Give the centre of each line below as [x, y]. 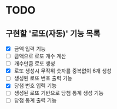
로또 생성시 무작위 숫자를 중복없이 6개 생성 [63, 71]
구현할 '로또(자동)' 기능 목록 [53, 33]
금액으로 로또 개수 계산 [40, 56]
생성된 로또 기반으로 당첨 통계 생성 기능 [59, 93]
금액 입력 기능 [30, 49]
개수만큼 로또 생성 [34, 64]
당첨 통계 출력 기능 [35, 100]
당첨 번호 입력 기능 [35, 85]
